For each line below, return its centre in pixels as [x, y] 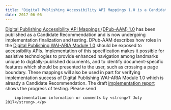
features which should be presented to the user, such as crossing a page [82, 67]
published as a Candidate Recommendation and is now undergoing [76, 34]
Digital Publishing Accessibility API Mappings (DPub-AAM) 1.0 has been [80, 29]
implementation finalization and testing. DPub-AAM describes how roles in [83, 40]
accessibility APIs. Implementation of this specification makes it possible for [85, 51]
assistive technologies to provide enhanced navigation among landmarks [82, 56]
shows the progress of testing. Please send [51, 88]
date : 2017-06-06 [24, 15]
